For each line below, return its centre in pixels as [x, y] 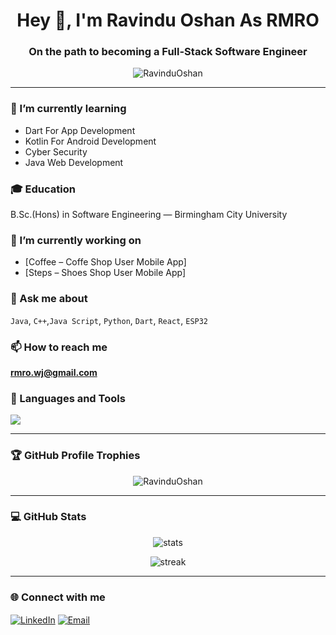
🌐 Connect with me [58, 597]
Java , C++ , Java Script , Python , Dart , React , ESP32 [109, 320]
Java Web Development [74, 162]
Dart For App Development [80, 130]
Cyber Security [56, 151]
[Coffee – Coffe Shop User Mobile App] [105, 262]
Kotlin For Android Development [90, 141]
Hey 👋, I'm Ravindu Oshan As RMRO [168, 20]
